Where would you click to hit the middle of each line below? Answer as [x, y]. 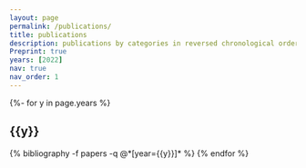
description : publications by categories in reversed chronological [142, 43]
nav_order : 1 [34, 77]
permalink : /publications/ [61, 26]
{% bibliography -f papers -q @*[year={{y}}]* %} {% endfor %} [129, 153]
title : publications [49, 35]
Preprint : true [38, 52]
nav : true [28, 69]
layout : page [34, 18]
